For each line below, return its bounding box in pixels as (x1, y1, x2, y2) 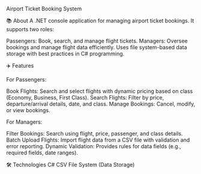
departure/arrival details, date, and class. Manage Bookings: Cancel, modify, (6, 100, 196, 107)
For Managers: (6, 118, 43, 125)
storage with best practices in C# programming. (6, 50, 125, 57)
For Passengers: (6, 76, 47, 83)
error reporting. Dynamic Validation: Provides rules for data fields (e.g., (6, 143, 181, 149)
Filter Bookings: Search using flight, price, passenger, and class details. (6, 130, 183, 137)
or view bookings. (6, 107, 50, 113)
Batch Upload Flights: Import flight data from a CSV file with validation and (6, 136, 190, 143)
